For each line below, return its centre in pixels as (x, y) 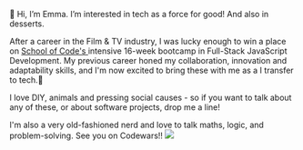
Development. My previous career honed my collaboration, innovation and (148, 60)
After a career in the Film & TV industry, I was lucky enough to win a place (148, 41)
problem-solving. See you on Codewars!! (86, 135)
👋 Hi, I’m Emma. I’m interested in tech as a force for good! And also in (139, 14)
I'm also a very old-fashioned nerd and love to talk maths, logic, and (136, 125)
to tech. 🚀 (26, 80)
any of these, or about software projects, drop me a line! (115, 107)
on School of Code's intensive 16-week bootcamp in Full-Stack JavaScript (148, 51)
